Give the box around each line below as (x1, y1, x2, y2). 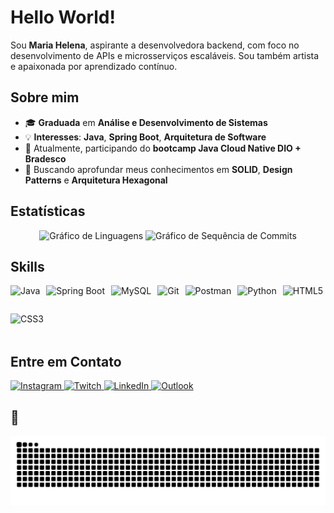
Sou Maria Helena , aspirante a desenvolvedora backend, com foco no (10, 39, 300, 51)
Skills (10, 258, 45, 275)
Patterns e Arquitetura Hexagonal (24, 174, 168, 186)
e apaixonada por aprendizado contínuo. (10, 60, 178, 72)
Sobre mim (10, 89, 80, 106)
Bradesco (24, 152, 67, 165)
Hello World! (10, 6, 116, 29)
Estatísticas (10, 203, 86, 220)
